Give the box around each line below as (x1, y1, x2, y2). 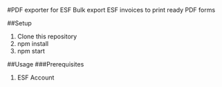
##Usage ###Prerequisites (7, 60, 84, 68)
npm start (17, 47, 45, 55)
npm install (17, 40, 49, 47)
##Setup (7, 19, 33, 27)
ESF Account (17, 73, 55, 82)
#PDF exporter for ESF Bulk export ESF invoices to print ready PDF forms (7, 6, 216, 14)
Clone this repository (17, 32, 77, 40)
